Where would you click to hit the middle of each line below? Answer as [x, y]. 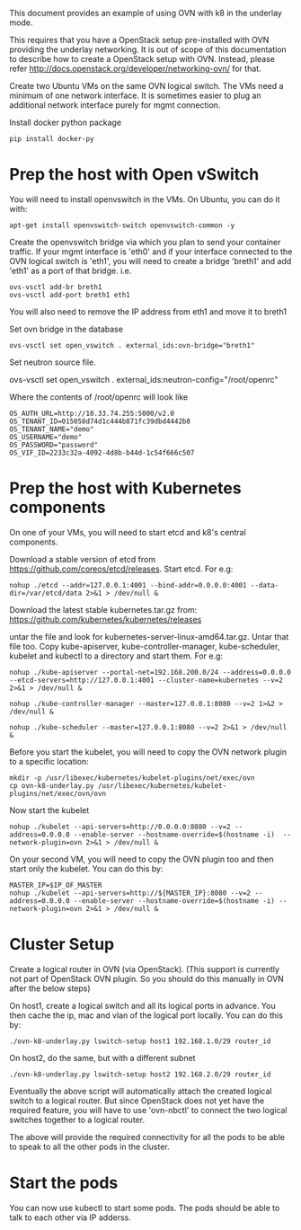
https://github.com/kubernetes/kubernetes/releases [106, 619]
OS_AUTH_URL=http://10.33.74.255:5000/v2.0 [92, 413]
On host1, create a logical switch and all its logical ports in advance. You [142, 1005]
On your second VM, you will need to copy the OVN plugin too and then [142, 859]
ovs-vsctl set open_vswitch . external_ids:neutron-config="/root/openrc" [144, 379]
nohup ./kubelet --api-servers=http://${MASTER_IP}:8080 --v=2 [130, 893]
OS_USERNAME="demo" [46, 437]
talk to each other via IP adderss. [71, 1217]
